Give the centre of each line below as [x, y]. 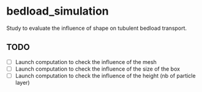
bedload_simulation [58, 11]
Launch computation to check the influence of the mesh [86, 62]
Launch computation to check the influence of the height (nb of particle [105, 76]
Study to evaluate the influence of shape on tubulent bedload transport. [97, 28]
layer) [22, 82]
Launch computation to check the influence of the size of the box [98, 69]
